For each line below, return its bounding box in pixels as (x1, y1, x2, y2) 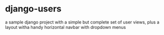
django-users (5, 3, 62, 14)
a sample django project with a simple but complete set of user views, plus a (5, 19, 160, 25)
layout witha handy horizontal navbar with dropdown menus (5, 24, 126, 30)
